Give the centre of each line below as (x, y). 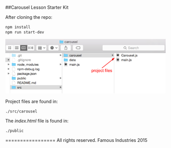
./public (15, 131)
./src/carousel (21, 111)
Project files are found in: (32, 101)
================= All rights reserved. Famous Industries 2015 (76, 140)
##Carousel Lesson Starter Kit (37, 7)
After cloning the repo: (29, 17)
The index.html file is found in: (37, 121)
